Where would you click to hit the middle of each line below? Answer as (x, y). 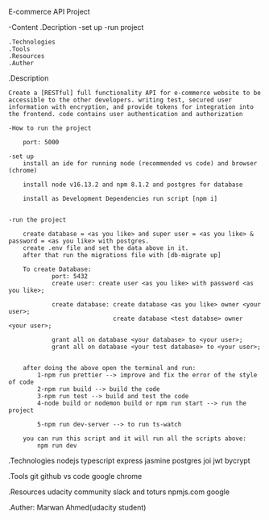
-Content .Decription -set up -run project (76, 27)
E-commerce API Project (49, 12)
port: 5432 (70, 277)
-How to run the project (50, 128)
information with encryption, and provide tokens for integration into (131, 107)
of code (21, 382)
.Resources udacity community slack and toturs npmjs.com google (119, 492)
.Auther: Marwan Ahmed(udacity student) (77, 508)
